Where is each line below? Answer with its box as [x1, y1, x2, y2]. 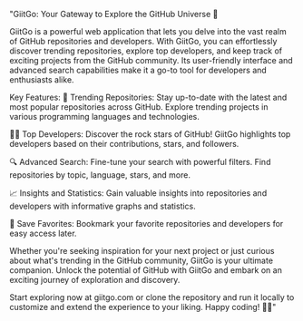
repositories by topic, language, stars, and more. [9, 170, 191, 180]
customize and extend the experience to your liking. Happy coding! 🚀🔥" [9, 302, 277, 312]
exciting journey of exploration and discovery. [9, 275, 181, 285]
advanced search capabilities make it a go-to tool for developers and [9, 64, 268, 75]
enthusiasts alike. [9, 74, 74, 85]
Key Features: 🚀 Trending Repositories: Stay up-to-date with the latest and [9, 92, 288, 102]
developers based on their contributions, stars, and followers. [9, 139, 239, 149]
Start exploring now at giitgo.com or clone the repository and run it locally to [9, 292, 295, 303]
